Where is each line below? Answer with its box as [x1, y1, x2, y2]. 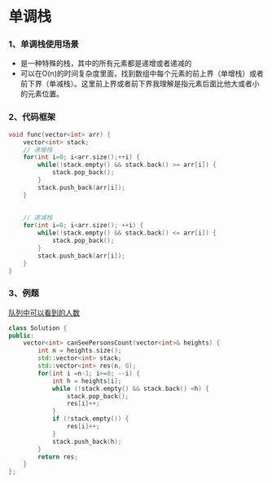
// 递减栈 [23, 213, 53, 222]
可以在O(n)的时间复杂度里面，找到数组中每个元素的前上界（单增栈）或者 [20, 68, 264, 78]
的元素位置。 [20, 89, 64, 99]
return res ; [37, 453, 79, 461]
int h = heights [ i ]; [51, 376, 122, 385]
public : [8, 332, 35, 340]
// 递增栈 [23, 146, 53, 154]
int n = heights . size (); [37, 347, 122, 355]
